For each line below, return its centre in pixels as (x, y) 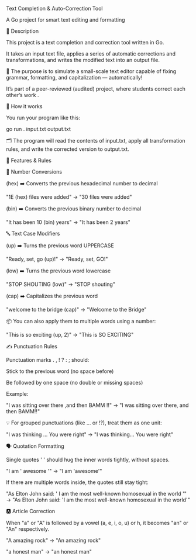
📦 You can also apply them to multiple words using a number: (81, 321)
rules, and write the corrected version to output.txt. (68, 149)
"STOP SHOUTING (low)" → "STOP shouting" (61, 284)
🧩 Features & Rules (29, 160)
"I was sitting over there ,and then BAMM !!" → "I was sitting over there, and (97, 405)
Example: (17, 394)
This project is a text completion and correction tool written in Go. (85, 42)
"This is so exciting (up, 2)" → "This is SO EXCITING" (70, 335)
